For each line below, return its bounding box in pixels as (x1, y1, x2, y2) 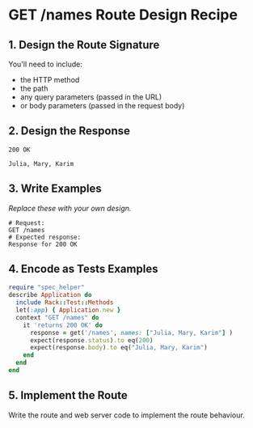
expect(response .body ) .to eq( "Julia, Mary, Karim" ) (29, 344, 208, 352)
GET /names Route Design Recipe (8, 6, 238, 24)
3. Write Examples (8, 182, 103, 196)
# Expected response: (8, 233, 82, 241)
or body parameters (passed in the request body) (19, 101, 185, 110)
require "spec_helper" (8, 283, 85, 292)
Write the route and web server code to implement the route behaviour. (8, 410, 245, 420)
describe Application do (8, 291, 92, 299)
